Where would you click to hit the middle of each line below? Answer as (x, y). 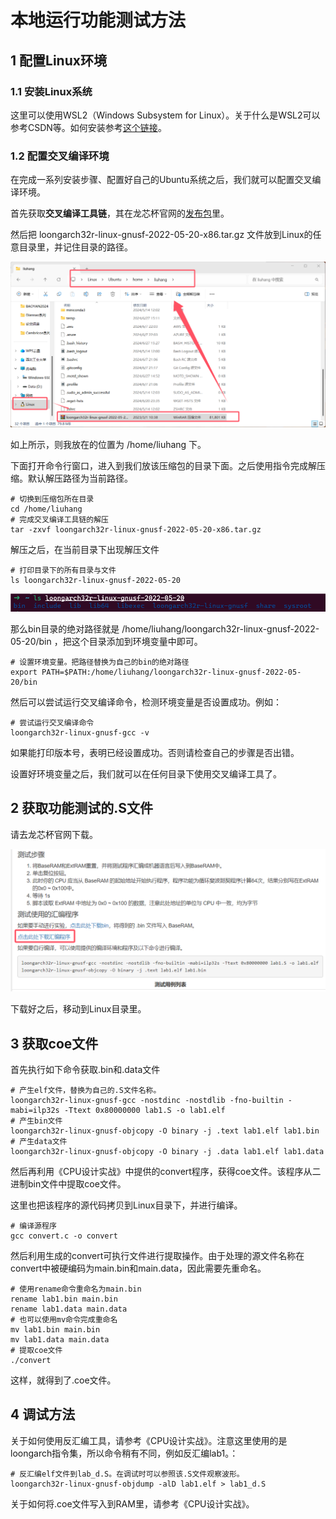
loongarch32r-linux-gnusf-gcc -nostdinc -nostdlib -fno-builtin (147, 1101)
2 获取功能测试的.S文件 (81, 808)
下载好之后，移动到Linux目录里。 (78, 1009)
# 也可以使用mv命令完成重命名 (64, 1320)
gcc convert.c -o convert (64, 1236)
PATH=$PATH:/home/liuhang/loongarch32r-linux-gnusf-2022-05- (171, 672)
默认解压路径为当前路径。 (80, 478)
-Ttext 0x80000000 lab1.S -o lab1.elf (144, 1111)
